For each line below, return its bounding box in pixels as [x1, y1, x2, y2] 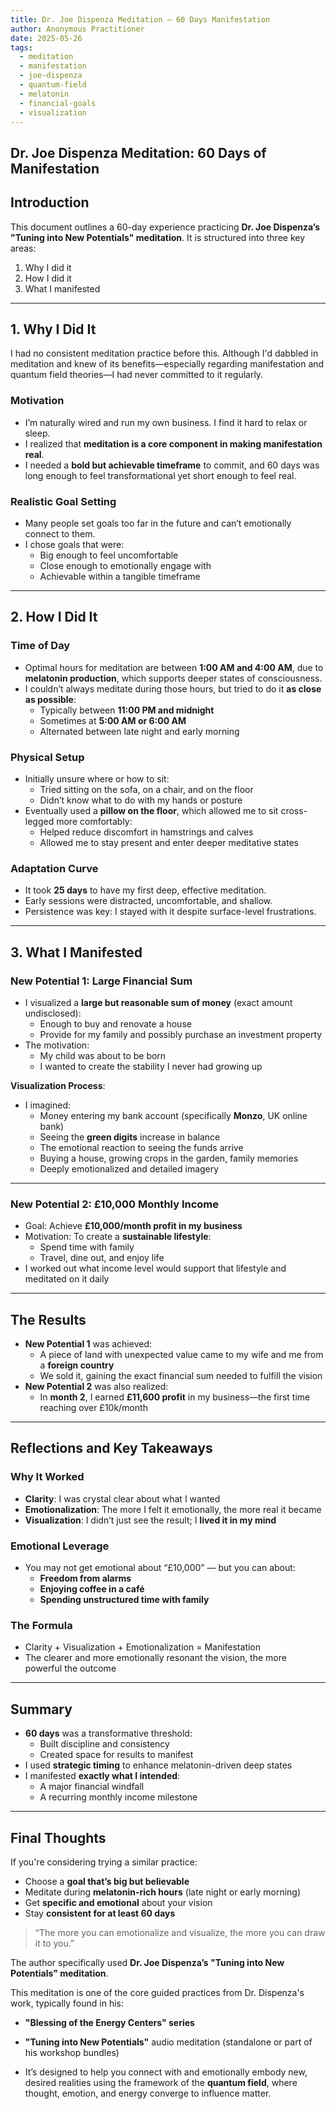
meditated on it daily [24, 1273, 110, 1285]
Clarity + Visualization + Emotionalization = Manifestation [24, 1641, 262, 1653]
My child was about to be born [39, 1049, 167, 1061]
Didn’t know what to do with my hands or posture [39, 794, 243, 806]
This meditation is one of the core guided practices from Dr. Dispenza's [10, 1986, 305, 1998]
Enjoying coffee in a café [39, 1583, 145, 1595]
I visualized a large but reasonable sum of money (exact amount [24, 996, 293, 1008]
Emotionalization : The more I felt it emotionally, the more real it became [24, 1503, 322, 1515]
